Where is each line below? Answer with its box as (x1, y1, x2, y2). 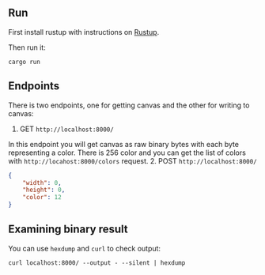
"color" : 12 (22, 194, 62, 202)
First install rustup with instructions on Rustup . (8, 27, 160, 36)
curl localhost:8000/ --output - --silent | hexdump (8, 258, 186, 267)
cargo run (8, 58, 41, 66)
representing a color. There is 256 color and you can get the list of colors (8, 148, 247, 157)
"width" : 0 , (22, 179, 62, 186)
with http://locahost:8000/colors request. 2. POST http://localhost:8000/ (8, 156, 257, 165)
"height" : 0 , (22, 186, 66, 194)
